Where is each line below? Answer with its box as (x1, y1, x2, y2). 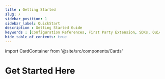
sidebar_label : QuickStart (5, 21, 60, 26)
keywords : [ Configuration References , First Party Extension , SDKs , (5, 30, 151, 35)
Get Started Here (5, 65, 75, 77)
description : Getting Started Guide (5, 26, 82, 30)
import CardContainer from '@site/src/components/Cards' (5, 48, 123, 54)
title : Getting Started (5, 7, 56, 12)
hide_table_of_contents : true (5, 35, 67, 40)
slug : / (5, 12, 21, 17)
